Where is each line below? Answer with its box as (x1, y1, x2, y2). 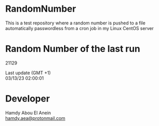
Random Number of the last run (5, 43, 141, 55)
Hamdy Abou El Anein (5, 110, 51, 116)
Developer (5, 93, 50, 105)
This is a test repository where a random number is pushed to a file (5, 20, 146, 26)
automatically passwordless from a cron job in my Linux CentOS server (5, 25, 154, 31)
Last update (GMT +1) (5, 70, 51, 76)
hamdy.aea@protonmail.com (5, 115, 66, 121)
